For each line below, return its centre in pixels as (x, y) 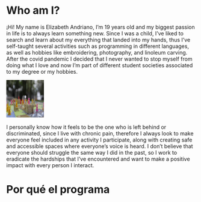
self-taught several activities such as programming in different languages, (98, 46)
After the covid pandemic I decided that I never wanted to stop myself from (99, 59)
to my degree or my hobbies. (42, 71)
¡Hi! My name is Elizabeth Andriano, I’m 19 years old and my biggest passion (101, 27)
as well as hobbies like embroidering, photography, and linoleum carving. (97, 52)
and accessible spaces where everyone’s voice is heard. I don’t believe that (100, 146)
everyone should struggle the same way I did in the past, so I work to (92, 152)
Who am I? (33, 10)
